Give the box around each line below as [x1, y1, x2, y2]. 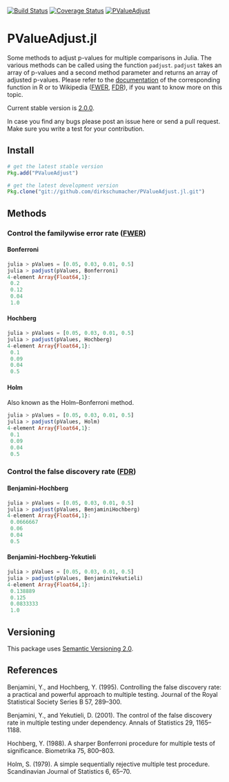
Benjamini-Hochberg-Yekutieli [7, 553, 97, 561]
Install [7, 145, 34, 156]
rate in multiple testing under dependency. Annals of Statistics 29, [7, 718, 195, 727]
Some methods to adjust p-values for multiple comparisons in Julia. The [7, 53, 212, 62]
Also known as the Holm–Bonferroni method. [7, 399, 135, 407]
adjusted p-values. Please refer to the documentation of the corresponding [7, 75, 221, 84]
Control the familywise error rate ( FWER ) [7, 228, 146, 238]
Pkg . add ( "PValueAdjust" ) [7, 170, 79, 176]
